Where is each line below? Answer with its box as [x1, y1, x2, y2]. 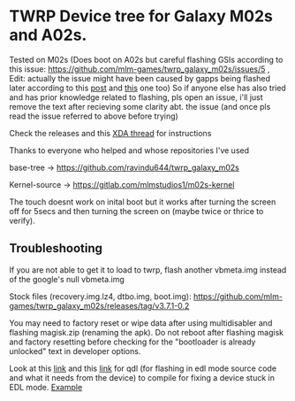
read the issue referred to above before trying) [9, 111, 178, 121]
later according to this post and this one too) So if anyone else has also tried [9, 82, 287, 93]
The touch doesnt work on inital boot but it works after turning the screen [9, 197, 276, 207]
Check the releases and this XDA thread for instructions [9, 127, 212, 138]
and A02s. [9, 25, 87, 45]
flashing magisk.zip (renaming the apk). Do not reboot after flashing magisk [9, 327, 284, 337]
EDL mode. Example [9, 382, 83, 392]
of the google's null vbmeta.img [9, 274, 125, 284]
